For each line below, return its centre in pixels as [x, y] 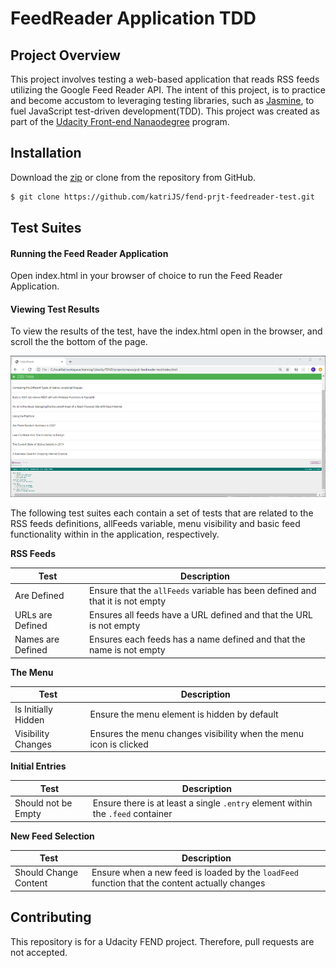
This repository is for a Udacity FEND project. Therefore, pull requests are [162, 941]
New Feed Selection [52, 836]
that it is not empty [128, 601]
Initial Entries [38, 766]
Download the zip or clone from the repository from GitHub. [133, 177]
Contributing [51, 917]
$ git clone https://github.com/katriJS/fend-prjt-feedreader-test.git [162, 197]
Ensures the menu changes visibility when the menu [196, 733]
